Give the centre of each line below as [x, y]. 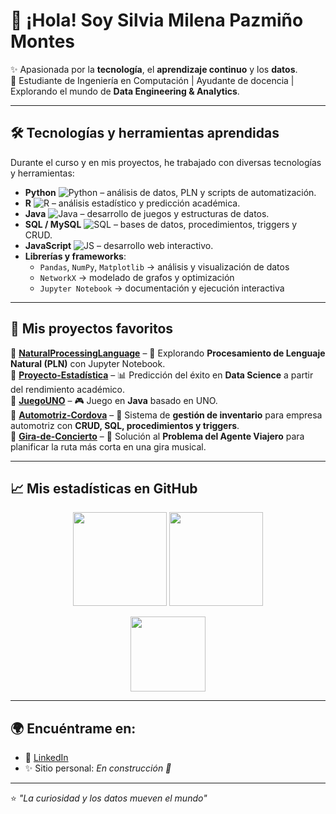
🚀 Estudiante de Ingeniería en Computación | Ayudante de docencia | [152, 80]
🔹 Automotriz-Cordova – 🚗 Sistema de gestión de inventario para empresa [166, 415]
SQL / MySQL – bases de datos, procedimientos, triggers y [161, 224]
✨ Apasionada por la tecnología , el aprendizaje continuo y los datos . [154, 69]
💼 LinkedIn [46, 758]
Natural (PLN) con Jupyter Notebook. [88, 363]
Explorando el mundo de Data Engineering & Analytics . [125, 91]
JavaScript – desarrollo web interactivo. [119, 245]
